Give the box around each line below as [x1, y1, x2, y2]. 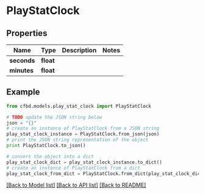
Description [62, 46, 97, 54]
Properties [6, 28, 48, 38]
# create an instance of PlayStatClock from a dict [6, 165, 140, 171]
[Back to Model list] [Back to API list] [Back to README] [6, 181, 146, 189]
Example [6, 87, 40, 98]
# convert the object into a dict [6, 153, 95, 159]
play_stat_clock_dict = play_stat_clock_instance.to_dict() [6, 159, 163, 165]
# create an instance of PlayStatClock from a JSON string [6, 126, 160, 132]
